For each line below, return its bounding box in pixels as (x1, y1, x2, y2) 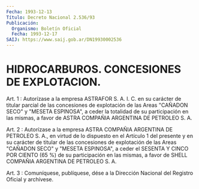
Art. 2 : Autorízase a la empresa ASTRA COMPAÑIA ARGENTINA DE (6, 125, 173, 133)
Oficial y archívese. (6, 175, 54, 183)
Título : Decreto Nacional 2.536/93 (6, 14, 95, 20)
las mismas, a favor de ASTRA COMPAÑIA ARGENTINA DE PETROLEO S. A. (6, 114, 192, 121)
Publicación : (6, 20, 39, 26)
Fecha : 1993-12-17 (11, 31, 58, 37)
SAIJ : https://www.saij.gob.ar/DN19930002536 (6, 37, 122, 43)
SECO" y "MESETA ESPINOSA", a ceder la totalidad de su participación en (6, 107, 189, 115)
